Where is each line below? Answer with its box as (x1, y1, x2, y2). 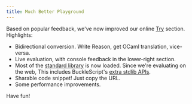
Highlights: (6, 31, 33, 39)
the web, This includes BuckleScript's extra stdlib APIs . (14, 68, 151, 75)
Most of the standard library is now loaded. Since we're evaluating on (14, 62, 187, 69)
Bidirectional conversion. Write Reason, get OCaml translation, (14, 43, 169, 50)
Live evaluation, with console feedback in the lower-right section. (14, 55, 176, 62)
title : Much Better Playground (6, 8, 84, 15)
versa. (14, 49, 31, 56)
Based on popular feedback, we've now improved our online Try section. (6, 25, 185, 32)
